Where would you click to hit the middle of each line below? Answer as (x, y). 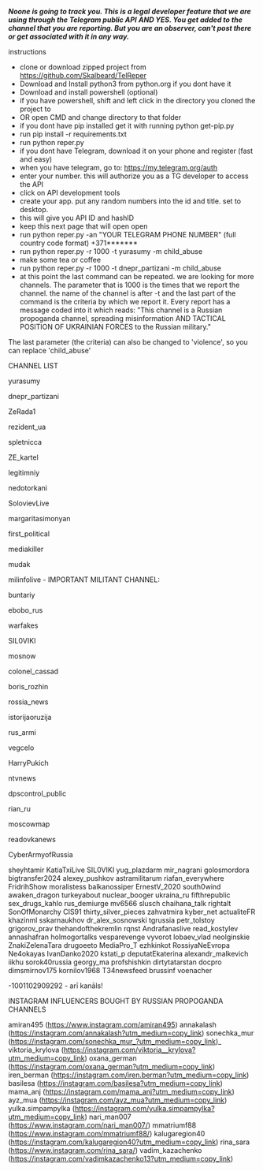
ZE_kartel (24, 457)
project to (35, 109)
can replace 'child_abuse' (50, 351)
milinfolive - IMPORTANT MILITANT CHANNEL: (84, 580)
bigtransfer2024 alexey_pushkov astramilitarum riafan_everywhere (116, 878)
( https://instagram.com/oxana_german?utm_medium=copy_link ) (112, 1067)
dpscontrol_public (37, 793)
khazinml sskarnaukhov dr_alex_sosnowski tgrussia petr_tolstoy (111, 920)
